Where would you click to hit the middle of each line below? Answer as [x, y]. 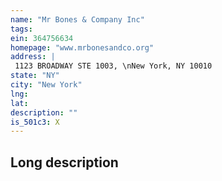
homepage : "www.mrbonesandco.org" [82, 47]
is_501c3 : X [35, 122]
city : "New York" [46, 85]
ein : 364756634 [42, 38]
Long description [64, 162]
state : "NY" [35, 76]
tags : [21, 29]
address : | [33, 57]
